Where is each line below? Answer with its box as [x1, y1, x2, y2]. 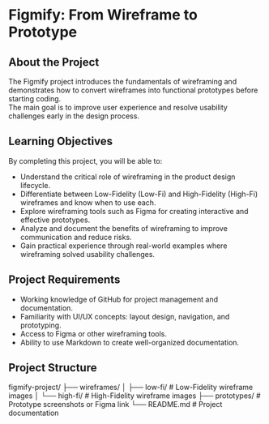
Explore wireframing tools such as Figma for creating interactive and [19, 206, 249, 216]
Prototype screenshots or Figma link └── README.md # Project [8, 400, 223, 409]
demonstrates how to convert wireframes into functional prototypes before [8, 85, 258, 95]
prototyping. [19, 320, 62, 330]
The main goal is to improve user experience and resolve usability [8, 103, 228, 112]
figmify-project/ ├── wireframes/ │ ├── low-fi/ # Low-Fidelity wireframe [8, 383, 254, 392]
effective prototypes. [19, 215, 91, 225]
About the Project [8, 55, 100, 69]
